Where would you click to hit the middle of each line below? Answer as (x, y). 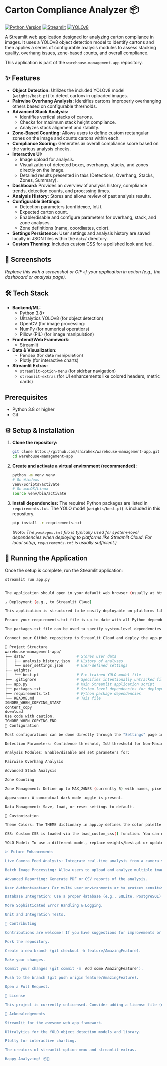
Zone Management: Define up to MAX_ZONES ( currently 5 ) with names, (78, 789)
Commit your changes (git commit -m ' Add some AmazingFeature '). (74, 969)
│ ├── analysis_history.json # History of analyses (64, 661)
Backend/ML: (27, 308)
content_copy (19, 707)
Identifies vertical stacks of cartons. (56, 117)
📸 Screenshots (28, 260)
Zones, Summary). (39, 180)
